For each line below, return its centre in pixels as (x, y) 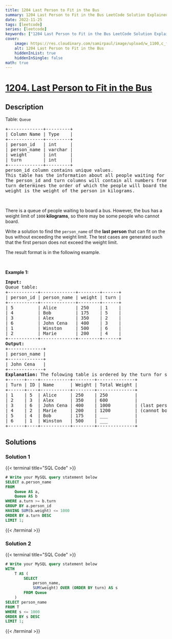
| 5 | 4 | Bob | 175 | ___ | (72, 416)
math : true (17, 63)
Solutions (21, 442)
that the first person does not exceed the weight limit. (62, 243)
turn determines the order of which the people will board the (86, 186)
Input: (14, 282)
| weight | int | (39, 155)
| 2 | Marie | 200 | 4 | (63, 334)
